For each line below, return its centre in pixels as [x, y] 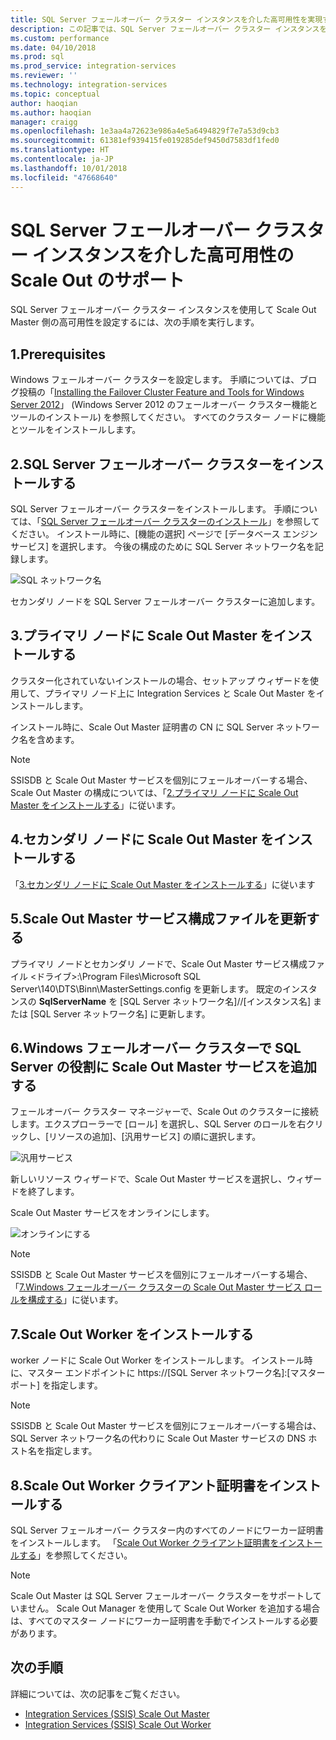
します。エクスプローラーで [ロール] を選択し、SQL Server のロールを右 [158, 1124]
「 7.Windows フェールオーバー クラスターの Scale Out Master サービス [156, 1287]
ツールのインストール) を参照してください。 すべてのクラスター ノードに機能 [168, 417]
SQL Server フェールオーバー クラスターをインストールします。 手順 [151, 509]
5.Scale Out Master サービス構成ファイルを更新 [158, 919]
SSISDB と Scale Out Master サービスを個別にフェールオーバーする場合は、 [166, 1426]
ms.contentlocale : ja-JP [62, 159]
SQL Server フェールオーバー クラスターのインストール [154, 522]
